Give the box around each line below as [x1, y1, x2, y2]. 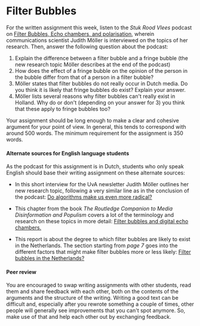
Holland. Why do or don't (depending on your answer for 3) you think [14, 99, 185, 106]
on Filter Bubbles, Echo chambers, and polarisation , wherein [6, 30, 155, 37]
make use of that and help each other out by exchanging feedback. [6, 313, 171, 321]
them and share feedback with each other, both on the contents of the [6, 288, 179, 295]
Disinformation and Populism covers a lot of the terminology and [14, 211, 174, 219]
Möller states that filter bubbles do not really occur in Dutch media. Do [14, 79, 188, 87]
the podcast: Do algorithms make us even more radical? [14, 193, 152, 201]
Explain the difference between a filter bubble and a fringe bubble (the [14, 54, 188, 61]
